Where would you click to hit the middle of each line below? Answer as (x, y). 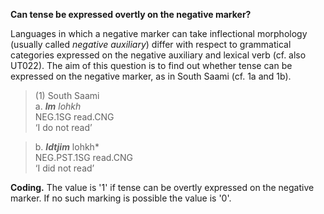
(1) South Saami (67, 95)
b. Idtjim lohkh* (67, 147)
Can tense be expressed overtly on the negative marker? (131, 14)
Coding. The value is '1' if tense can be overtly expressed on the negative (162, 187)
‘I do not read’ (63, 127)
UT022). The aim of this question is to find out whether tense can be (151, 65)
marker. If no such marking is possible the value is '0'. (121, 198)
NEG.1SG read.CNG (74, 117)
